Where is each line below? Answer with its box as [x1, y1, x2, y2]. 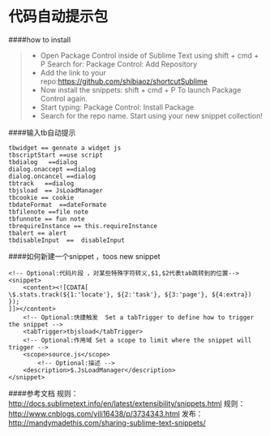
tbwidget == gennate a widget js [8, 144, 122, 152]
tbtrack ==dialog [8, 179, 75, 188]
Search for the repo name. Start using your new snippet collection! [40, 110, 264, 120]
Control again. [40, 93, 88, 103]
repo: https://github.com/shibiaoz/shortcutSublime [40, 76, 208, 86]
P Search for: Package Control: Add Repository [40, 58, 198, 69]
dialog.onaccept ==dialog [8, 165, 96, 173]
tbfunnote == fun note [8, 214, 85, 223]
